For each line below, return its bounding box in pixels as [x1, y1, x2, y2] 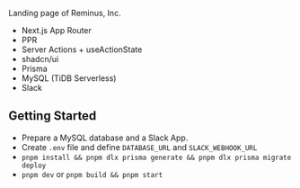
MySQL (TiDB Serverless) [21, 73, 117, 84]
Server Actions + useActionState [21, 44, 143, 55]
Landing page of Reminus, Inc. [8, 8, 122, 18]
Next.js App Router [21, 25, 92, 35]
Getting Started [8, 108, 97, 124]
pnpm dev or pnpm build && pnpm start [21, 168, 163, 179]
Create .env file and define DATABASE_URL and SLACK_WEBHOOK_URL [21, 141, 258, 152]
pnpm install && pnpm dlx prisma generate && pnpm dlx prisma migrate [21, 153, 292, 162]
